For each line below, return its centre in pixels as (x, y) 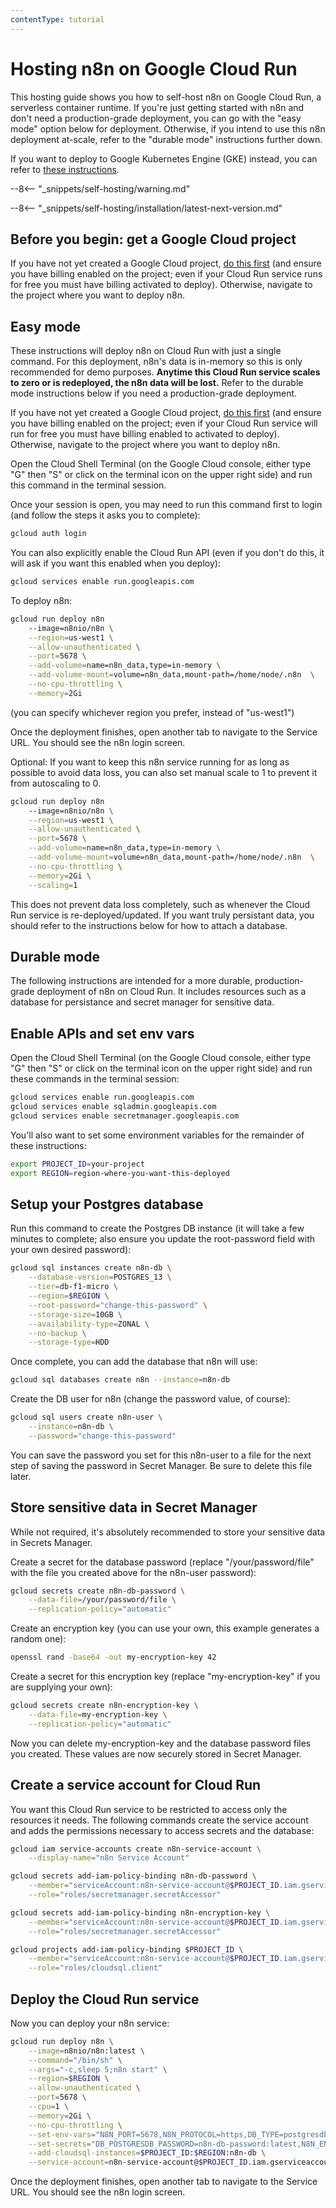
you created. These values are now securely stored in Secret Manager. (156, 1753)
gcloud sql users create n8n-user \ (86, 1417)
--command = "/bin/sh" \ (75, 2060)
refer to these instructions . (65, 169)
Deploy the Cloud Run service (105, 1999)
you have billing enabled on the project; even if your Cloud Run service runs (166, 274)
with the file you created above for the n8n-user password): (133, 1572)
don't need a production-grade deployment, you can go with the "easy (156, 118)
